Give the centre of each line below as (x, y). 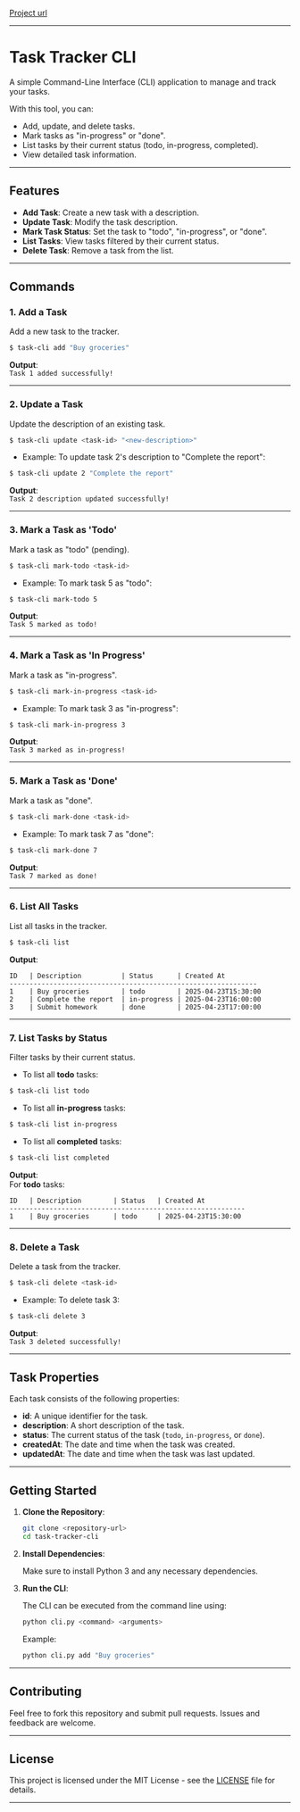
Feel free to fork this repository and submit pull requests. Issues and (135, 1713)
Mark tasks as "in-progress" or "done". (94, 135)
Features (34, 191)
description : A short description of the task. (103, 1425)
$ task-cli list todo (50, 1091)
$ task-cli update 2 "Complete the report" (92, 474)
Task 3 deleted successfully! (66, 1342)
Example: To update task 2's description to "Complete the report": (144, 457)
